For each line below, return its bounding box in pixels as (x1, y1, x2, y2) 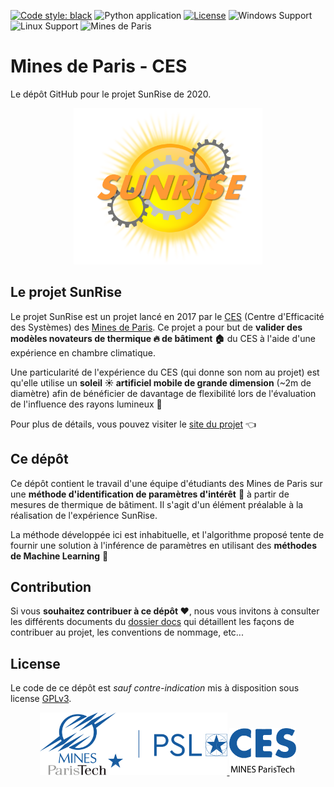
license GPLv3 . (10, 693, 72, 705)
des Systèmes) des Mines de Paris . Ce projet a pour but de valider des (10, 321, 303, 333)
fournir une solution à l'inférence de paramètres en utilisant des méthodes (10, 539, 318, 551)
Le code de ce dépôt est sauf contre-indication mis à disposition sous (10, 682, 300, 694)
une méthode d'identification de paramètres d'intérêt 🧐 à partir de (10, 488, 290, 500)
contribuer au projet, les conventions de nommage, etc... (10, 626, 244, 639)
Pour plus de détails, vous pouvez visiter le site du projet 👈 (10, 418, 257, 430)
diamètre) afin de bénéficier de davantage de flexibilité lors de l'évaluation (10, 387, 317, 399)
